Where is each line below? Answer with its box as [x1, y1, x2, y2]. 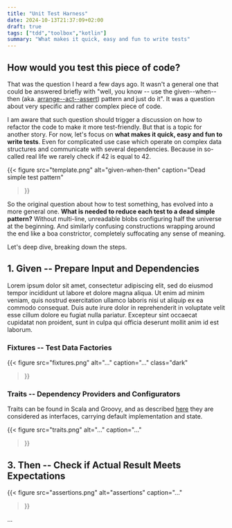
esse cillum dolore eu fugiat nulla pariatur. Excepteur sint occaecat [7, 310, 197, 319]
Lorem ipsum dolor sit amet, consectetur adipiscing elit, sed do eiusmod [7, 281, 213, 290]
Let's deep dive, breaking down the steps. [7, 243, 127, 251]
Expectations [7, 470, 66, 482]
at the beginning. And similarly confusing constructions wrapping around [7, 222, 215, 230]
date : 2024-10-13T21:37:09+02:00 [7, 17, 104, 24]
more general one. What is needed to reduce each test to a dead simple [7, 207, 215, 215]
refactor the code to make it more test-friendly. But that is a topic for [7, 123, 202, 131]
